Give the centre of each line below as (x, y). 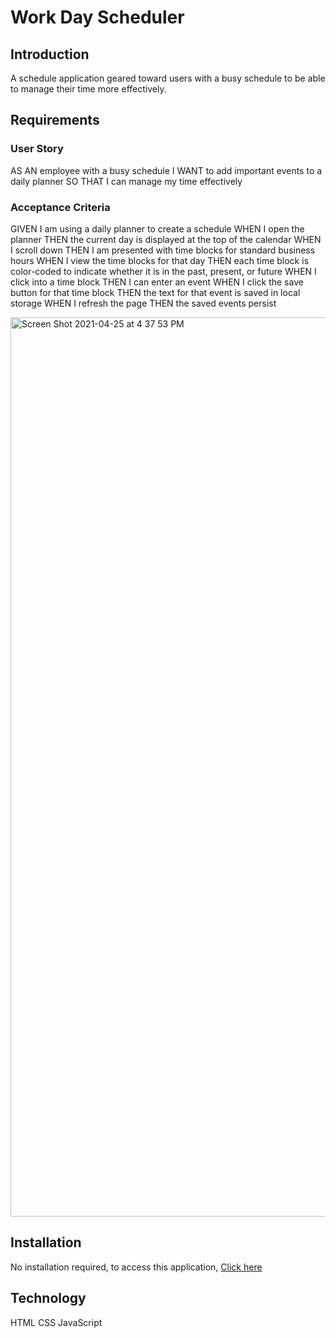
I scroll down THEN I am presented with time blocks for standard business (163, 250)
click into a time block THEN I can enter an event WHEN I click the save (157, 282)
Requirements (55, 120)
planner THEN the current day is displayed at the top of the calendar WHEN (166, 239)
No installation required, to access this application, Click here (136, 1267)
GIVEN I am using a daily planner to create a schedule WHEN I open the (157, 228)
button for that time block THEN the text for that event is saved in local (155, 292)
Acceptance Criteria (60, 207)
